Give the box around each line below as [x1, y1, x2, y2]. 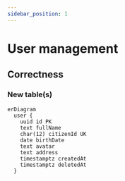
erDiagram [7, 106, 37, 113]
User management [7, 40, 119, 56]
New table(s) [7, 89, 53, 99]
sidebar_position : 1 [7, 10, 69, 18]
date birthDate [20, 137, 65, 144]
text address [20, 149, 59, 156]
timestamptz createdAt [20, 155, 87, 162]
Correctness [7, 68, 64, 81]
